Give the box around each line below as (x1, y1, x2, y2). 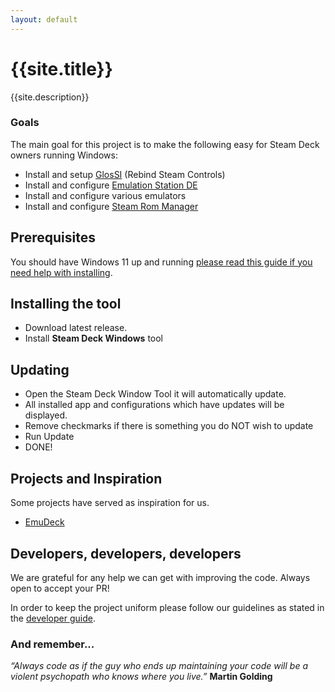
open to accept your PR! (10, 582, 110, 594)
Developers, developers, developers (10, 545, 242, 562)
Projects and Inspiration (10, 470, 163, 487)
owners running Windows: (10, 149, 118, 161)
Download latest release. (24, 322, 128, 334)
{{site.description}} (10, 91, 90, 103)
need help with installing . (10, 266, 113, 278)
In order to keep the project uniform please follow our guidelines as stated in (10, 601, 325, 613)
